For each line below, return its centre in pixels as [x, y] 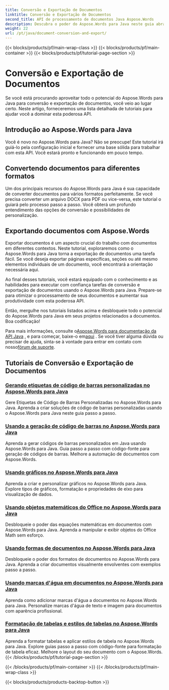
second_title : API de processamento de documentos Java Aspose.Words [80, 19]
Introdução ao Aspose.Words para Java [69, 130]
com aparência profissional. [34, 611]
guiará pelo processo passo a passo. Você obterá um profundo [71, 204]
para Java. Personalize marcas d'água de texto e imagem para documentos [83, 605]
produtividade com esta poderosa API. [45, 301]
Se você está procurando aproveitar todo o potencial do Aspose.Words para [84, 98]
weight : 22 [17, 29]
